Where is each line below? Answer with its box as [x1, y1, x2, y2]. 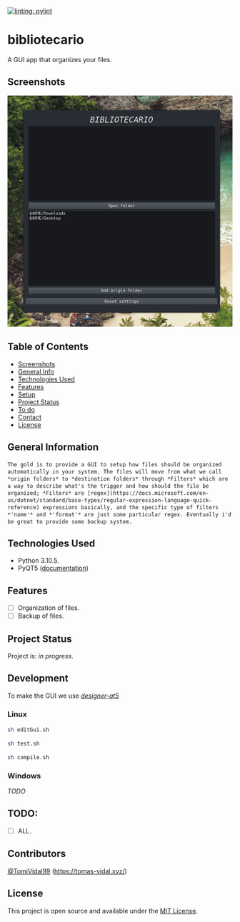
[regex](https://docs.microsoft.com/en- [86, 489, 209, 496]
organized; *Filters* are [7, 489, 84, 496]
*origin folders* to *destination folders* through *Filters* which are [7, 475, 229, 482]
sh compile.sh [7, 753, 50, 761]
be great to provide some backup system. [7, 518, 133, 525]
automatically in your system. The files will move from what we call [7, 468, 222, 475]
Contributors [7, 848, 66, 860]
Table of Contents [7, 341, 89, 353]
